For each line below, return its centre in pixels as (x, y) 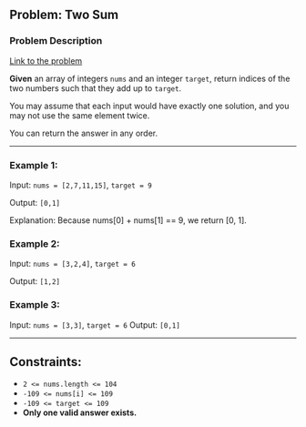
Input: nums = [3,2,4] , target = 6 (73, 264)
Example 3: (35, 305)
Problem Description (56, 41)
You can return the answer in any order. (83, 133)
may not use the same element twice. (80, 115)
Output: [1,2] (35, 281)
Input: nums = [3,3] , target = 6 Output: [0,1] (95, 325)
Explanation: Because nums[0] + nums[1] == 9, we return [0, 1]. (128, 220)
